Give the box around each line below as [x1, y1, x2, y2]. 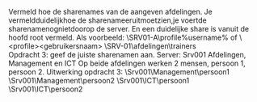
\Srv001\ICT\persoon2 [8, 84, 83, 94]
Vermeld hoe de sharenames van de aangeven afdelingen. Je [8, 7, 213, 16]
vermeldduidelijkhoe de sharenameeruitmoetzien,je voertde [8, 15, 208, 25]
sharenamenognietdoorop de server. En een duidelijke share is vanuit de [8, 24, 249, 33]
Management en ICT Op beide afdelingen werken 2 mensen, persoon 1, [8, 58, 246, 68]
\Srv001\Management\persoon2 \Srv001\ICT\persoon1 [8, 76, 190, 85]
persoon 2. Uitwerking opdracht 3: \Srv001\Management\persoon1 [8, 67, 230, 76]
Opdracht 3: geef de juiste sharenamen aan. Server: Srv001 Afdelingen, [8, 50, 246, 59]
